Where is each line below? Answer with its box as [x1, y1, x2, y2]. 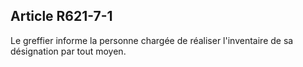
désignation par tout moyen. [10, 45, 127, 57]
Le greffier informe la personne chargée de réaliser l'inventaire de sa [10, 34, 294, 46]
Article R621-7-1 [10, 8, 113, 25]
